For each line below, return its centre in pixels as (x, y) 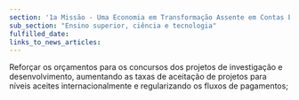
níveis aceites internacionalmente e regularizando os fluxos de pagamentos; (149, 86)
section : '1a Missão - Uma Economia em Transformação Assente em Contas (147, 17)
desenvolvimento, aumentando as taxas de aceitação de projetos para (138, 77)
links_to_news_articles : (55, 42)
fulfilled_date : (39, 34)
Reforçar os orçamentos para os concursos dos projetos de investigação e (146, 67)
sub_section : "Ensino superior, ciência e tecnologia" (113, 26)
